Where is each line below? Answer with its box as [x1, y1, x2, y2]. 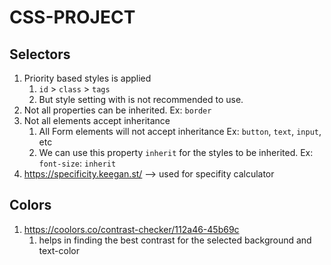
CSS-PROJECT [9, 6, 136, 29]
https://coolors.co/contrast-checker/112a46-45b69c [23, 223, 240, 235]
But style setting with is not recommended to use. [38, 94, 244, 105]
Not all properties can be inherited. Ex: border [23, 104, 212, 116]
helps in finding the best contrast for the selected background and [38, 234, 312, 246]
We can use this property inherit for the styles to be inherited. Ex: [38, 147, 314, 158]
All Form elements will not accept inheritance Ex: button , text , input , [38, 126, 322, 137]
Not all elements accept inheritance [23, 115, 171, 126]
